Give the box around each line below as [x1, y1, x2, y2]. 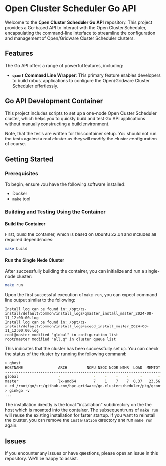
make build [5, 246, 28, 251]
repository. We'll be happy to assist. [5, 456, 78, 462]
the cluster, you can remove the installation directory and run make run [5, 418, 153, 423]
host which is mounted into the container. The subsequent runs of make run [5, 407, 158, 413]
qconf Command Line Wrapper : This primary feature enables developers [12, 72, 161, 78]
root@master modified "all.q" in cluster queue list [5, 337, 116, 342]
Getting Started [5, 155, 54, 163]
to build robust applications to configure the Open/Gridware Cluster [12, 77, 150, 83]
